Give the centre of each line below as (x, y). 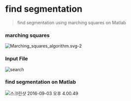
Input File (17, 59)
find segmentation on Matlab (41, 82)
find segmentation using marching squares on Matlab (71, 23)
